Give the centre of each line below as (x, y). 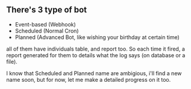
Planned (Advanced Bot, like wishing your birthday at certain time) (97, 37)
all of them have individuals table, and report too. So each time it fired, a (95, 49)
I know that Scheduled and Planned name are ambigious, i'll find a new (94, 73)
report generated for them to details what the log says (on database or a (96, 55)
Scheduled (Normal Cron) (47, 31)
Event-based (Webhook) (45, 24)
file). (12, 61)
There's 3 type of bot (47, 10)
